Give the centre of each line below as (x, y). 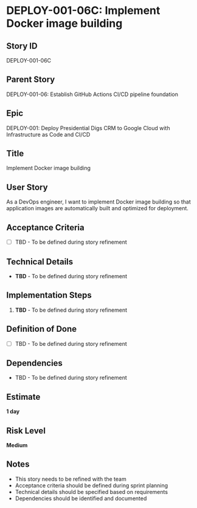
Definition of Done (42, 329)
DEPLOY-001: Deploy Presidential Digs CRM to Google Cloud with (88, 128)
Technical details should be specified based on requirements (92, 492)
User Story (27, 187)
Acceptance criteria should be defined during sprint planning (92, 485)
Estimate (23, 396)
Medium (17, 445)
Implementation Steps (49, 295)
